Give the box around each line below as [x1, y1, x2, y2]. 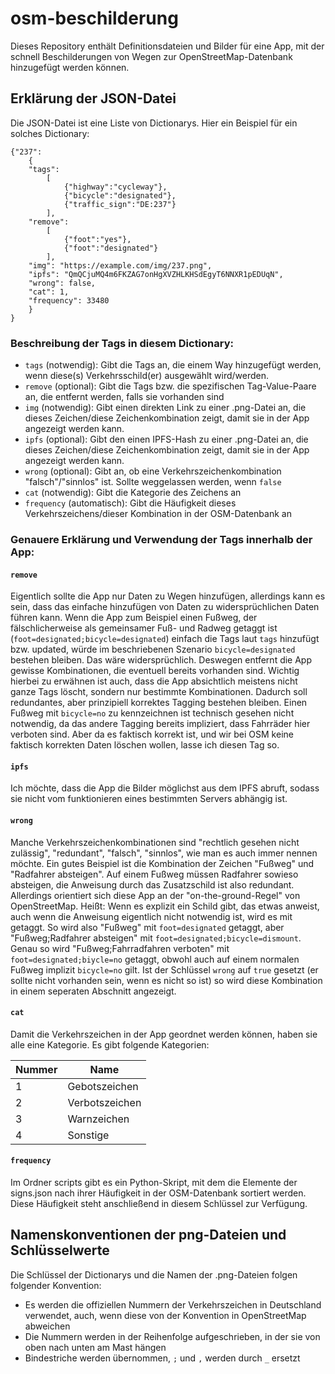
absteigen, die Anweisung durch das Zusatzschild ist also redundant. [10, 878, 295, 891]
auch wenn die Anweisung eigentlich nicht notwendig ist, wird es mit [10, 910, 293, 922]
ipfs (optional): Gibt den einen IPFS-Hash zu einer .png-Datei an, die [24, 433, 309, 446]
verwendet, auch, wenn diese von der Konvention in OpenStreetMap [24, 1309, 307, 1321]
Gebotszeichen [67, 1079, 139, 1093]
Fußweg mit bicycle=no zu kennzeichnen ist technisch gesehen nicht [10, 707, 295, 719]
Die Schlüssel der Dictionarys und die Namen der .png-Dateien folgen [10, 1268, 298, 1281]
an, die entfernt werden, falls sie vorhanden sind [24, 391, 225, 403]
